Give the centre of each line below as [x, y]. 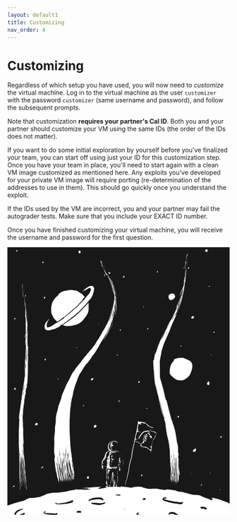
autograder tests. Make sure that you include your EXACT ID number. [108, 216]
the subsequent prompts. [44, 108]
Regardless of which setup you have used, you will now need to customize [116, 85]
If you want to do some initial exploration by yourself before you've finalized [117, 150]
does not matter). [32, 136]
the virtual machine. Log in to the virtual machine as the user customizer [112, 93]
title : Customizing [36, 22]
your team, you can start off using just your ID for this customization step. [114, 158]
